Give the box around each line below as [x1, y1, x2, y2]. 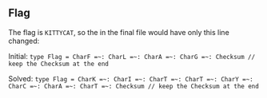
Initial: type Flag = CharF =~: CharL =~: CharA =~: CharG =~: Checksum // [8, 51, 256, 61]
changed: [8, 36, 40, 45]
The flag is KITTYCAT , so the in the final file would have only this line [8, 27, 229, 37]
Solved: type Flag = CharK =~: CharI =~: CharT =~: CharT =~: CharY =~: [8, 73, 253, 83]
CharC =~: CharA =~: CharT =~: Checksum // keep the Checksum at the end [8, 82, 260, 90]
